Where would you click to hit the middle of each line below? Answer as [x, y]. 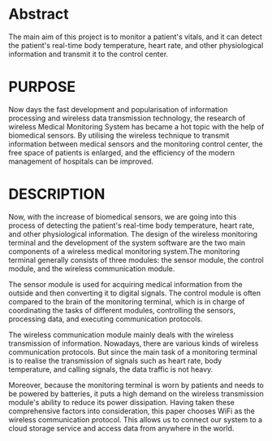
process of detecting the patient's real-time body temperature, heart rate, [132, 225]
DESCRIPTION [57, 194]
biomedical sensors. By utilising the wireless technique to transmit [119, 135]
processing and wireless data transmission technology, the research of [127, 118]
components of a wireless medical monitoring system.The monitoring [124, 251]
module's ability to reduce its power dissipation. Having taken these [122, 402]
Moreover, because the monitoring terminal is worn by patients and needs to [136, 385]
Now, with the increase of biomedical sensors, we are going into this [123, 216]
